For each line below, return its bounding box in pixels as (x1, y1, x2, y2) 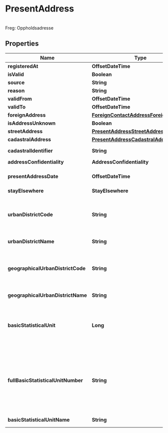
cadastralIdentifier (7, 147, 53, 154)
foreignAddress (7, 111, 46, 118)
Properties (5, 40, 39, 48)
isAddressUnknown (7, 120, 56, 127)
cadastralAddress (7, 136, 51, 143)
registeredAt (7, 63, 38, 70)
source (7, 79, 25, 86)
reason (7, 87, 25, 94)
